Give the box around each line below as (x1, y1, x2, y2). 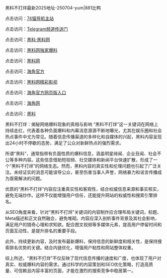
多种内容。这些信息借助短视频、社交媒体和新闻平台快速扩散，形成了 (13, 157, 153, 162)
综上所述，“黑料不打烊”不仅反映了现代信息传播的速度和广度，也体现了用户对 (5, 255, 162, 261)
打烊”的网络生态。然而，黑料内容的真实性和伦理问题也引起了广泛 (24, 163, 158, 169)
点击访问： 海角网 (5, 100, 40, 106)
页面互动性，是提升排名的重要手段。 (5, 228, 80, 234)
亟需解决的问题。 (9, 175, 45, 181)
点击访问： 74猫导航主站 (5, 15, 54, 21)
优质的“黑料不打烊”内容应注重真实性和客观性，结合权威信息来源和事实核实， (5, 186, 162, 192)
